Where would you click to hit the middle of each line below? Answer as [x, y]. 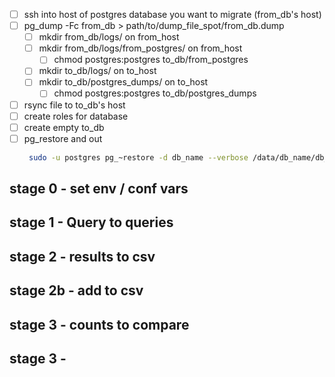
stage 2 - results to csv [82, 256]
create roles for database [76, 116]
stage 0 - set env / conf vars [99, 189]
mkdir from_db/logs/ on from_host [109, 37]
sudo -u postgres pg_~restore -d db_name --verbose [138, 157]
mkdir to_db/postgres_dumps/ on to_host [123, 82]
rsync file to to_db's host [74, 105]
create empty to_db [64, 127]
